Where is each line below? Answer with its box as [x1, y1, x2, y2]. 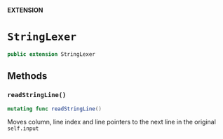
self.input [7, 125, 39, 132]
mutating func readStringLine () [7, 105, 102, 112]
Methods [7, 70, 48, 82]
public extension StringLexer [7, 50, 96, 58]
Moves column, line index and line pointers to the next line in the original [7, 118, 216, 126]
